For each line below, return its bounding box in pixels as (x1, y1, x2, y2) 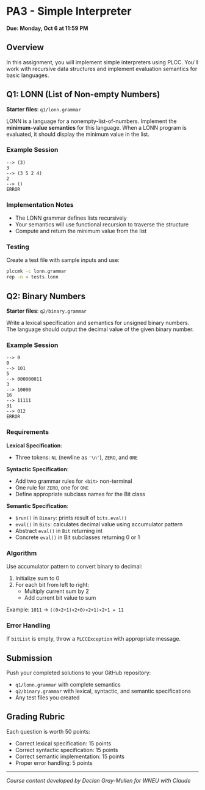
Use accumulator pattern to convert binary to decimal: (6, 562, 143, 570)
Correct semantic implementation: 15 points (15, 753, 125, 760)
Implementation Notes (6, 200, 74, 209)
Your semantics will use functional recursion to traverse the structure (15, 221, 189, 228)
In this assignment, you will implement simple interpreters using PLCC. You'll (6, 58, 199, 65)
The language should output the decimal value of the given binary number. (6, 326, 194, 333)
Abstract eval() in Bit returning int (15, 527, 103, 534)
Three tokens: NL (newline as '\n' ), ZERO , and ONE (15, 453, 138, 461)
